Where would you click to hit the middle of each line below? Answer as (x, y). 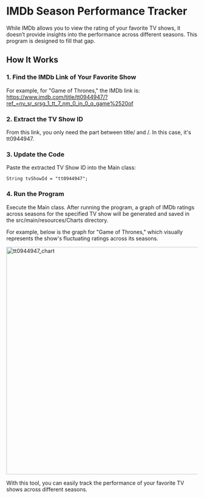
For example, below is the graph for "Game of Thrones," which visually (95, 232)
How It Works (32, 60)
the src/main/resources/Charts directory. (57, 220)
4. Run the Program (36, 194)
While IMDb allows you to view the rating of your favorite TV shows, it (93, 28)
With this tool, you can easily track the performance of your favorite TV (95, 483)
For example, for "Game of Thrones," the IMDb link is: (73, 90)
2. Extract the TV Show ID (45, 119)
